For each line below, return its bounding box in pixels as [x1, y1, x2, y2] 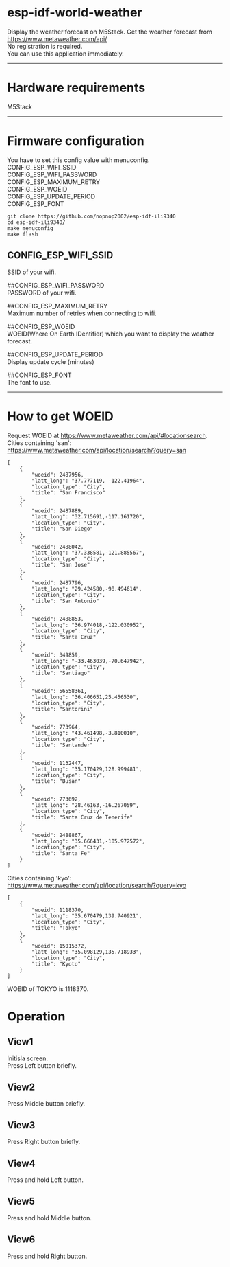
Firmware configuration [7, 133, 145, 149]
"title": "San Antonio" [31, 597, 99, 604]
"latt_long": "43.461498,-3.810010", [31, 729, 139, 736]
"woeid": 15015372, [31, 942, 88, 949]
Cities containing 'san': [7, 438, 72, 447]
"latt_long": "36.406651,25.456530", [31, 694, 139, 700]
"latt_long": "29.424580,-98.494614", [31, 585, 142, 592]
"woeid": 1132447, [31, 760, 84, 766]
